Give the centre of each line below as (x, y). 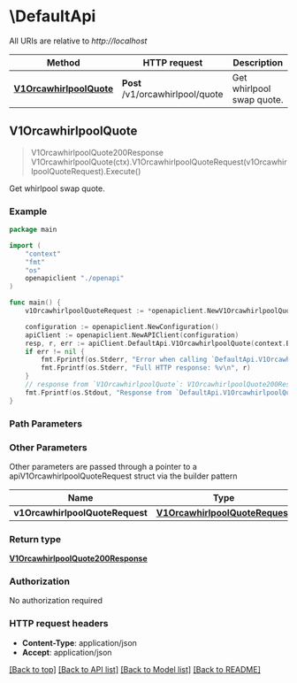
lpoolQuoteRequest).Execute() (86, 171)
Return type (35, 539)
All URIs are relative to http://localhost (78, 41)
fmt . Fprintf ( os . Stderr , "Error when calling (124, 360)
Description (258, 62)
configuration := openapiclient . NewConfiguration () (122, 326)
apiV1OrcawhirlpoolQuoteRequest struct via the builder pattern (123, 476)
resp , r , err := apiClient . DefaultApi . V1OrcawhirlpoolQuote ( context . (156, 343)
